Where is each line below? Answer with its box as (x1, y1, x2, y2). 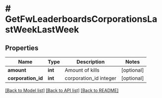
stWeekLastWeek (5, 24, 79, 35)
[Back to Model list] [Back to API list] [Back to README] (5, 88, 119, 93)
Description (76, 58, 105, 65)
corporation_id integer (64, 75, 116, 82)
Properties (5, 44, 39, 52)
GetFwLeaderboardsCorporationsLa (5, 13, 158, 25)
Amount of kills (64, 67, 100, 73)
